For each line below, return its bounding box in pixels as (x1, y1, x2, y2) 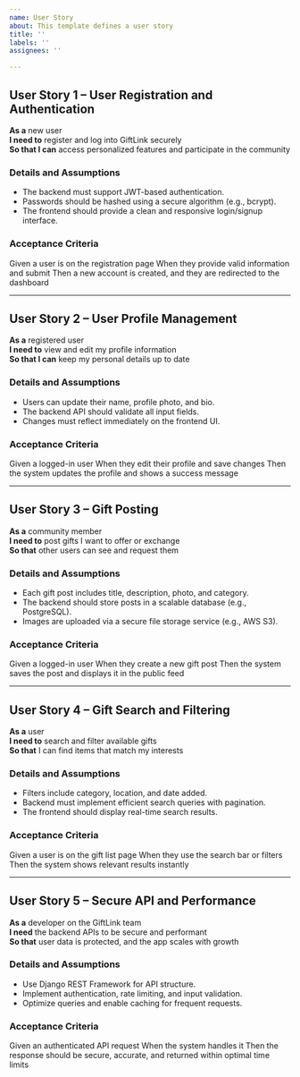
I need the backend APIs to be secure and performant (9, 927, 207, 937)
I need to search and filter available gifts (9, 735, 158, 747)
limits (9, 1059, 29, 1070)
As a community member (9, 525, 103, 537)
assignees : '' (9, 47, 62, 55)
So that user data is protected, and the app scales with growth (9, 936, 239, 946)
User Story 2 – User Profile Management (9, 310, 237, 326)
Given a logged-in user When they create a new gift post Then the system (9, 658, 281, 669)
